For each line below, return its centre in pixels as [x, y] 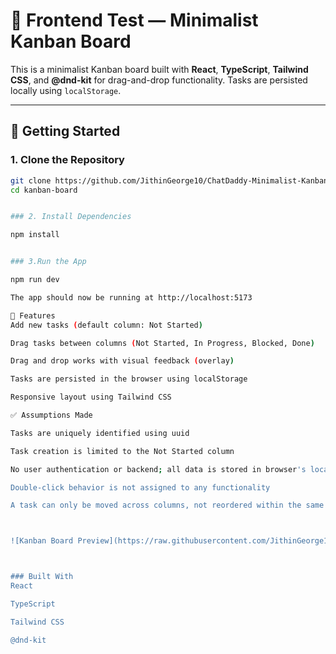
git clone [31, 180]
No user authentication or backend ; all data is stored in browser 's [158, 469]
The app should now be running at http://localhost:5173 [131, 297]
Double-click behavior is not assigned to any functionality [140, 487]
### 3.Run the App [48, 262]
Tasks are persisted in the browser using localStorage [129, 379]
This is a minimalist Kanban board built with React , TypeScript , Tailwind [159, 69]
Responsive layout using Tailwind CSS [91, 397]
